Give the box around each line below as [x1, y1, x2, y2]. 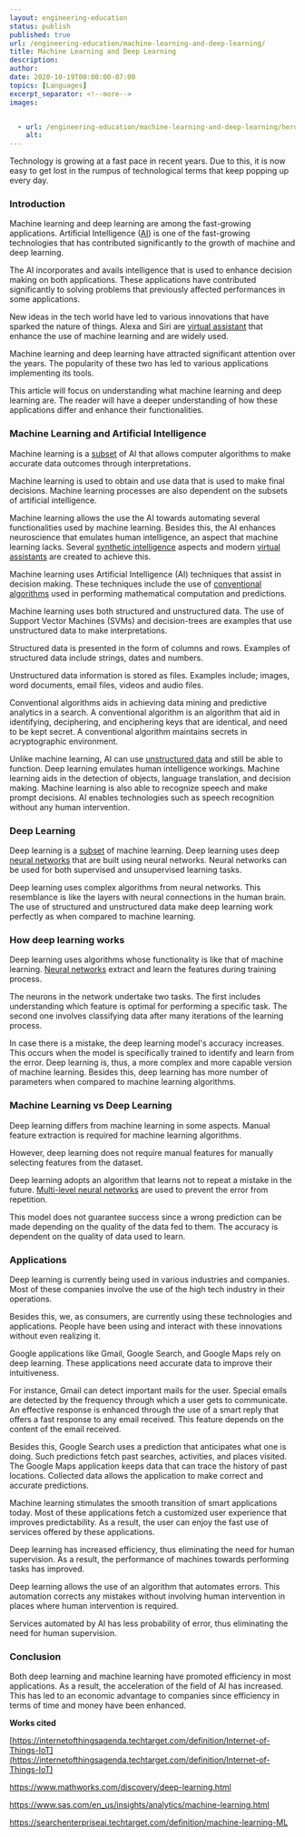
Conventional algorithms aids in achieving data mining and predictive [9, 697, 268, 708]
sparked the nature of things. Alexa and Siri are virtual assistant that [9, 321, 263, 332]
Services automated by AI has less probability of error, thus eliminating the [9, 1618, 289, 1629]
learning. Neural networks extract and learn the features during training [9, 964, 277, 975]
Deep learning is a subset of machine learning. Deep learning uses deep [9, 845, 280, 856]
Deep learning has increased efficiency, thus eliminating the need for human [9, 1543, 295, 1555]
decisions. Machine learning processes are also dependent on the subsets [9, 485, 288, 496]
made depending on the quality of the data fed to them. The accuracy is [9, 1220, 279, 1232]
